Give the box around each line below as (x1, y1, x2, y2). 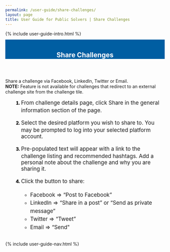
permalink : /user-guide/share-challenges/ (5, 7, 96, 13)
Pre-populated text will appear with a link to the (21, 145, 141, 152)
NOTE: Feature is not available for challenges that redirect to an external (5, 83, 156, 89)
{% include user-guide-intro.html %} (5, 31, 81, 37)
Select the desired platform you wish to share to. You (21, 119, 155, 126)
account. (21, 133, 44, 140)
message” (30, 207, 56, 214)
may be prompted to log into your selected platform (21, 127, 151, 134)
